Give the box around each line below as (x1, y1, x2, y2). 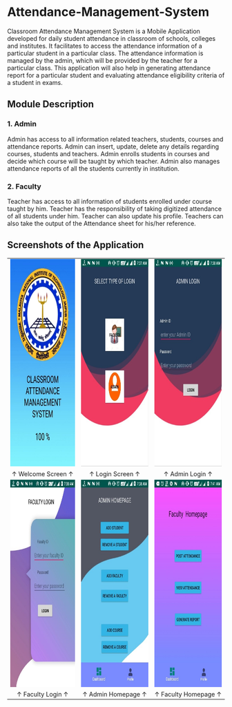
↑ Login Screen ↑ (88, 469, 140, 478)
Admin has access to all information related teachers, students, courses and (7, 135, 224, 143)
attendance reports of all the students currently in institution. (7, 164, 180, 173)
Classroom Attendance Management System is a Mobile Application (7, 27, 200, 35)
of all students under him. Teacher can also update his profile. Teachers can (7, 211, 224, 220)
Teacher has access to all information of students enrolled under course (7, 197, 213, 205)
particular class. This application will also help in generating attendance (7, 64, 211, 72)
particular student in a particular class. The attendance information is (7, 49, 204, 57)
